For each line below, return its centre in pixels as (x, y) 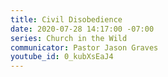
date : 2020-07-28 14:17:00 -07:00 (82, 29)
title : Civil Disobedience (66, 19)
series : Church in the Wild (69, 38)
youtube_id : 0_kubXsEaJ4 (62, 57)
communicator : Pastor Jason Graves (84, 47)
